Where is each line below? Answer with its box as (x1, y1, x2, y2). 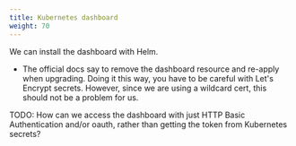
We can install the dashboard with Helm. (9, 46, 159, 56)
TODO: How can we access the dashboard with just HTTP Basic (9, 109, 246, 120)
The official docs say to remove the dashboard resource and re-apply (22, 64, 280, 74)
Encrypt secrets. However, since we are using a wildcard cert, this (22, 82, 267, 93)
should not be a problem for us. (22, 91, 139, 103)
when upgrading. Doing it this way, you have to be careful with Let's (22, 73, 274, 83)
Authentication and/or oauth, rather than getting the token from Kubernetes (9, 118, 288, 130)
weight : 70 (9, 21, 50, 30)
